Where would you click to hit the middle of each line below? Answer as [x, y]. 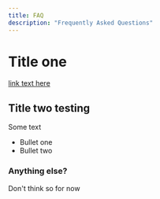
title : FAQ [26, 15]
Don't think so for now [44, 188]
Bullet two [36, 151]
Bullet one [36, 142]
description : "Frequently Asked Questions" [81, 23]
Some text [25, 127]
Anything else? [38, 171]
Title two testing [49, 108]
